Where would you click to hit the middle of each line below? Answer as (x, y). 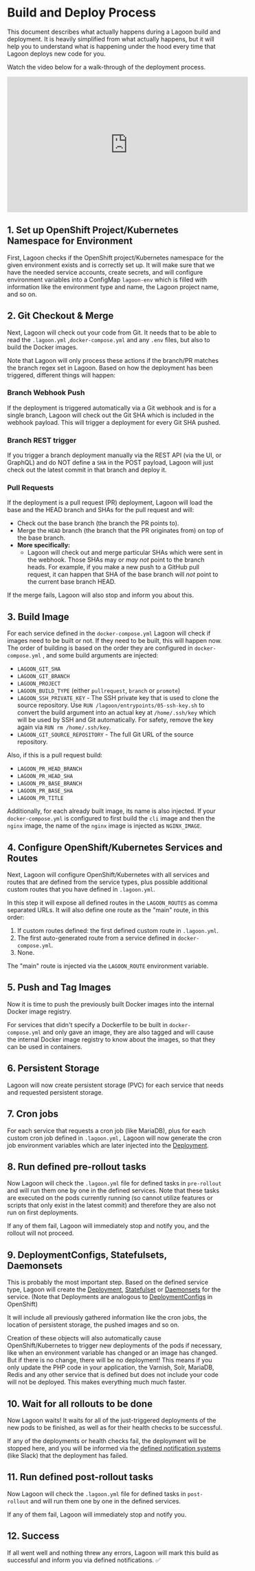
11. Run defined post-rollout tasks (80, 1477)
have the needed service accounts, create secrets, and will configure (105, 272)
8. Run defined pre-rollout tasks (77, 1167)
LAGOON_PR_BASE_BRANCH (49, 784)
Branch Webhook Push (46, 392)
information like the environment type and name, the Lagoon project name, (113, 286)
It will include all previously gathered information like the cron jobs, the (107, 1318)
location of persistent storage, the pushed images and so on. (93, 1325)
